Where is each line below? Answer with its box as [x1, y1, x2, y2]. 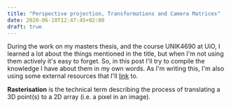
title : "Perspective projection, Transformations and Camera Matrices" [7, 10, 220, 17]
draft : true [7, 23, 42, 30]
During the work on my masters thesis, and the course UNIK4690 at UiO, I [7, 43, 220, 51]
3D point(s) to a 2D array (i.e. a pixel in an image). [7, 93, 150, 101]
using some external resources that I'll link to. [7, 72, 139, 80]
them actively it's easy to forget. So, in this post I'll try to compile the [7, 57, 205, 65]
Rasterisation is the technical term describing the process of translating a [7, 85, 220, 94]
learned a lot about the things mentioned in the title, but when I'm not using [7, 49, 224, 58]
